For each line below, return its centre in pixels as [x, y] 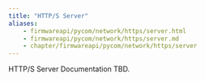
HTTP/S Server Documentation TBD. [69, 69]
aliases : [23, 23]
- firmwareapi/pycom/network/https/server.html [105, 31]
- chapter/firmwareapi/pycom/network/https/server [110, 46]
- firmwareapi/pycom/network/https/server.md [101, 38]
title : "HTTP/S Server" [49, 16]
